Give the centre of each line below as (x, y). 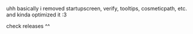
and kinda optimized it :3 (36, 15)
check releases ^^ (28, 26)
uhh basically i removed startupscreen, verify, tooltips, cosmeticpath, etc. (96, 8)
